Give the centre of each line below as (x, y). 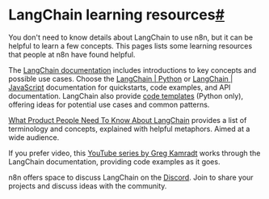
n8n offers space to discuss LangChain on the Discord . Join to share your (131, 177)
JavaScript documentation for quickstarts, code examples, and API (120, 87)
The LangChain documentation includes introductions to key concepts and (132, 70)
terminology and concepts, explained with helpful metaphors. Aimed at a (129, 129)
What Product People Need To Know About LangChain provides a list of (128, 120)
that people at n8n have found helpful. (72, 54)
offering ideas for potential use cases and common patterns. (109, 104)
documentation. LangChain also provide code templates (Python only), (126, 95)
